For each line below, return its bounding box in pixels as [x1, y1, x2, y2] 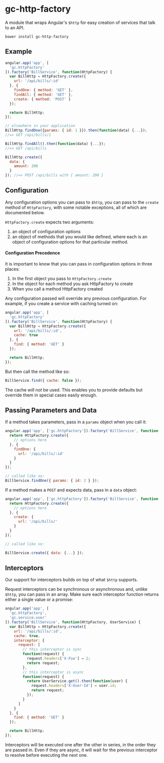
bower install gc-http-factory [5, 34, 69, 39]
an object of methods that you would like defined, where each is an [12, 233, 148, 240]
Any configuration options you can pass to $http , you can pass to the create [5, 199, 159, 205]
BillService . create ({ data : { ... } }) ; [5, 550, 84, 555]
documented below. [5, 209, 45, 215]
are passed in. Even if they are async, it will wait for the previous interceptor [5, 747, 158, 753]
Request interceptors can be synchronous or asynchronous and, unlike [5, 586, 148, 592]
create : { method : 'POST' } [14, 97, 71, 102]
